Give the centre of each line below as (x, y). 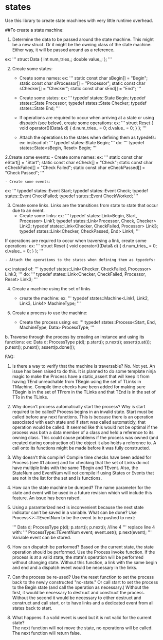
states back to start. (32, 608)
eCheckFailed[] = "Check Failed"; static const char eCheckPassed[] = (75, 168)
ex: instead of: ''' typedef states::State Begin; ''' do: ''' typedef (82, 142)
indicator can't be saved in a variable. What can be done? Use (74, 512)
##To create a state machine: (35, 30)
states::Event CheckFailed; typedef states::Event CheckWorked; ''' (72, 196)
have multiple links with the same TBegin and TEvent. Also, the (75, 468)
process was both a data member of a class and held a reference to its (83, 432)
